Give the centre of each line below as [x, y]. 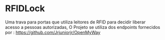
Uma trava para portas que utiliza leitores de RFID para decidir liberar [75, 22]
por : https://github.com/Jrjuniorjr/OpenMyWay [53, 32]
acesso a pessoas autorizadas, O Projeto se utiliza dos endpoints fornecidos [83, 27]
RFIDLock [25, 9]
